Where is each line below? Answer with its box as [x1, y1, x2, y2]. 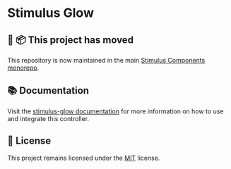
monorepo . [7, 63, 40, 72]
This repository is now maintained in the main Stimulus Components [7, 56, 206, 64]
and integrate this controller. [7, 114, 90, 123]
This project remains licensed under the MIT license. [7, 154, 160, 162]
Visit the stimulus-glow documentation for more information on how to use [7, 107, 224, 115]
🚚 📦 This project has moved [7, 34, 134, 46]
